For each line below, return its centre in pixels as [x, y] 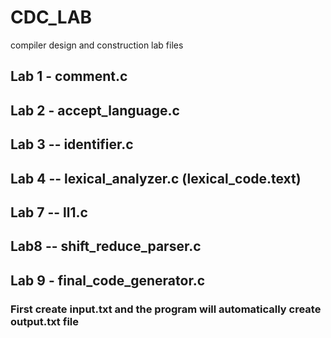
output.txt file [44, 321]
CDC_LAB [51, 17]
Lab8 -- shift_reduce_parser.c [106, 246]
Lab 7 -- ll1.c [49, 212]
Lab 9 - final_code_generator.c [108, 280]
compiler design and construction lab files [97, 45]
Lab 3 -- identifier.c [72, 144]
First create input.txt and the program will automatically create [166, 309]
